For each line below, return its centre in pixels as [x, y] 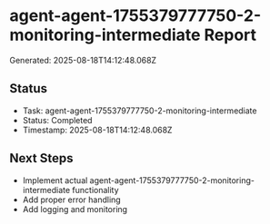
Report [230, 35]
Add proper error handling [71, 200]
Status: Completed [57, 120]
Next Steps [41, 158]
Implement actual [55, 180]
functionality [96, 190]
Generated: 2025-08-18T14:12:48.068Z [83, 60]
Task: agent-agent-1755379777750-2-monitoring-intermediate [140, 111]
